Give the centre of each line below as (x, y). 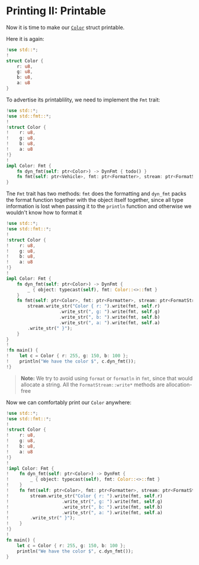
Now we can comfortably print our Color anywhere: (69, 402)
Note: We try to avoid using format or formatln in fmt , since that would (107, 378)
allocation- (179, 385)
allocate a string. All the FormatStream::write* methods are (92, 385)
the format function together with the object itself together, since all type (95, 200)
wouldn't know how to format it (44, 212)
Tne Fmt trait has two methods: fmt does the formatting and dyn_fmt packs (96, 193)
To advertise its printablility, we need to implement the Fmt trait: (83, 100)
